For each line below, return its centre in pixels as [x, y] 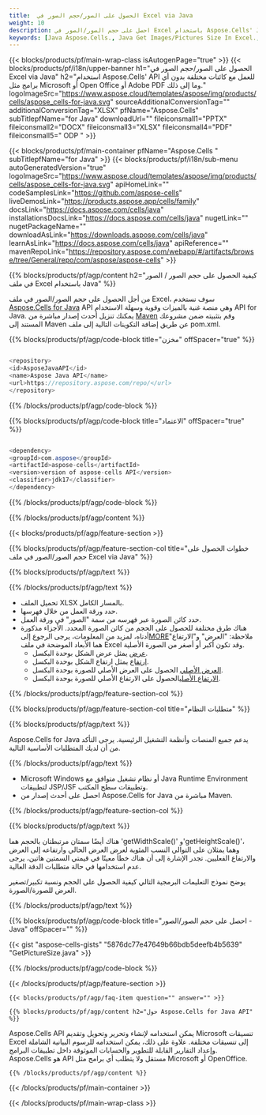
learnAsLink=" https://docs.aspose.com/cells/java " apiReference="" [119, 243]
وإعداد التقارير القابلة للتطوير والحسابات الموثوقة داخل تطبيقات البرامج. [113, 1050]
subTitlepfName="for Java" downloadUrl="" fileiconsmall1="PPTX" [118, 119]
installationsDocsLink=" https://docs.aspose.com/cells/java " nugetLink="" [129, 218]
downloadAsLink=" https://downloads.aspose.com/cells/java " [109, 235]
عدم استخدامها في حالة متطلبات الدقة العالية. [75, 866]
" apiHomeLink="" [140, 185]
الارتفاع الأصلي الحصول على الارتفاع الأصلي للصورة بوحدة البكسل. [126, 678]
